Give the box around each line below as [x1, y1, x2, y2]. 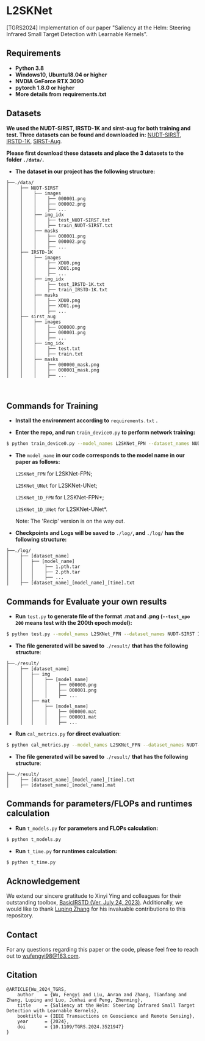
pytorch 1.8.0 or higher [15, 84, 75, 91]
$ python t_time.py [6, 859, 56, 865]
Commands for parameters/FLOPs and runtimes [6, 799, 193, 809]
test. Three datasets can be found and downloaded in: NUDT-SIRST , [6, 131, 182, 138]
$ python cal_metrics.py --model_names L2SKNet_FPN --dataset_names [6, 742, 184, 748]
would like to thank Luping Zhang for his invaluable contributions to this [6, 905, 186, 912]
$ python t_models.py [6, 836, 62, 842]
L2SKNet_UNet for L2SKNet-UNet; [15, 482, 98, 490]
